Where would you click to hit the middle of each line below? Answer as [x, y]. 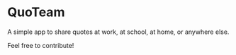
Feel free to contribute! [41, 45]
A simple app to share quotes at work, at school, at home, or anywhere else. [118, 32]
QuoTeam [36, 12]
